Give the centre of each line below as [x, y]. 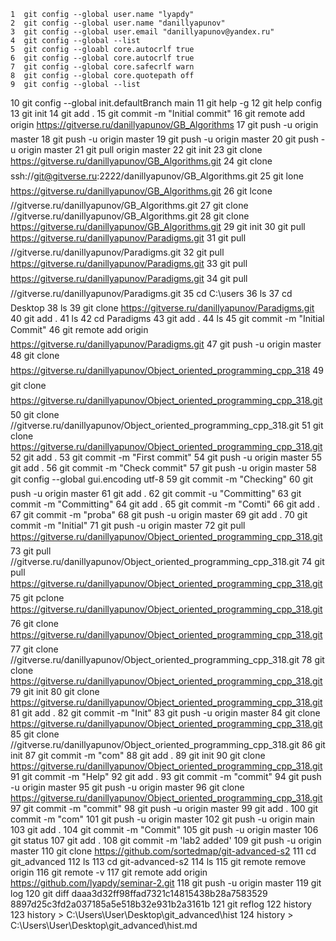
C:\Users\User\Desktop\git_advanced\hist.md [104, 925]
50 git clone [35, 414]
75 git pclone [37, 598]
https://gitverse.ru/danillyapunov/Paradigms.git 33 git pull [129, 263]
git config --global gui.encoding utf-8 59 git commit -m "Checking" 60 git [162, 479]
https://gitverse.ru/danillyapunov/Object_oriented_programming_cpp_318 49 [167, 370]
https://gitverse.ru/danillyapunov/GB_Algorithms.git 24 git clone [141, 161]
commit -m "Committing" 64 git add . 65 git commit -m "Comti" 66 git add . [165, 504]
